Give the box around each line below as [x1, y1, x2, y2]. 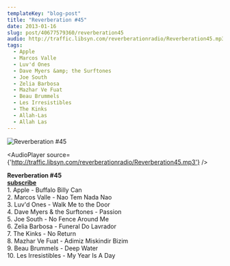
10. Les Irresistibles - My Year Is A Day [7, 251, 116, 259]
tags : [7, 42, 23, 49]
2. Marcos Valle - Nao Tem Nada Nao [7, 193, 112, 201]
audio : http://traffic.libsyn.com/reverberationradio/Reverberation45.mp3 [7, 36, 225, 43]
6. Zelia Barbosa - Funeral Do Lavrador [7, 222, 116, 230]
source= [47, 150, 71, 158]
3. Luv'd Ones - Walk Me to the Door [7, 200, 111, 208]
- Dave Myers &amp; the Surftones [13, 67, 112, 74]
